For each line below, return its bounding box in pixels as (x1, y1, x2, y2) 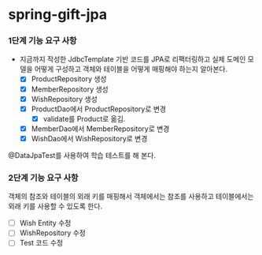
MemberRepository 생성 (31, 84, 109, 94)
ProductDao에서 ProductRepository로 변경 (31, 104, 167, 114)
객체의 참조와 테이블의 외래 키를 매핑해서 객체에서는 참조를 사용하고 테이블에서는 (8, 192, 254, 201)
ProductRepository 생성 (31, 74, 107, 84)
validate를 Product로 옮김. (42, 114, 126, 123)
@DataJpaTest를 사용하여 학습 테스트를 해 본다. (8, 150, 156, 159)
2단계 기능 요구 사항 (8, 172, 79, 183)
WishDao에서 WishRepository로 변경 (31, 133, 148, 143)
